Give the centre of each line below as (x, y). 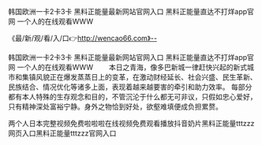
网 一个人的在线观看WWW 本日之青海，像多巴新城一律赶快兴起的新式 (127, 67)
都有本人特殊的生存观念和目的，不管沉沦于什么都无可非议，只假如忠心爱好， (133, 97)
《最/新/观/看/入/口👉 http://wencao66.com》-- (83, 38)
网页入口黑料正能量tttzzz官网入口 (62, 133)
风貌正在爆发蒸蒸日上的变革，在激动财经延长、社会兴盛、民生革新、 (146, 77)
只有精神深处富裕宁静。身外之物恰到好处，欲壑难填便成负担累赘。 (115, 106)
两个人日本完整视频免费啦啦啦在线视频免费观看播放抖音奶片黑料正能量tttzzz (131, 123)
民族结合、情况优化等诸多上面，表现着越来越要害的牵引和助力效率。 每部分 (130, 87)
